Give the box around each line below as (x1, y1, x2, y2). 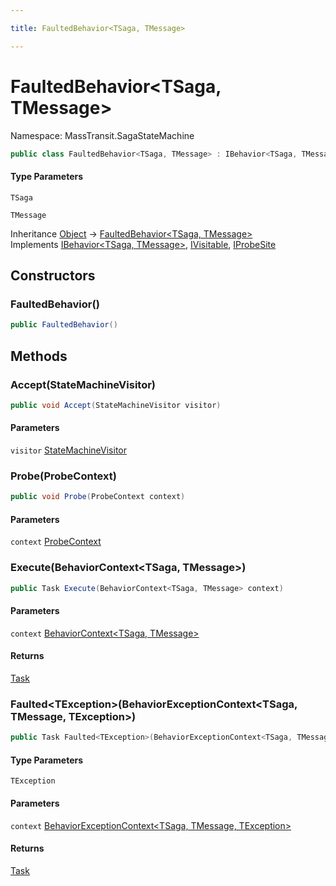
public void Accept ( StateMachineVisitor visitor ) (10, 400, 222, 410)
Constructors (10, 267, 96, 285)
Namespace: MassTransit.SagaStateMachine (10, 129, 195, 141)
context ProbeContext (10, 536, 102, 548)
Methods (10, 347, 68, 365)
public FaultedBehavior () (10, 320, 118, 330)
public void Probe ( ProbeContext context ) (10, 492, 186, 502)
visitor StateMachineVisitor (10, 444, 127, 456)
